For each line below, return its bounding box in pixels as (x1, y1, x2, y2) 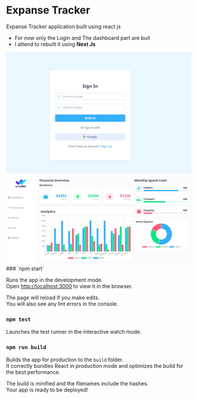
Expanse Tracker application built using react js (6, 23, 121, 30)
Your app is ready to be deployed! (6, 386, 88, 394)
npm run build (6, 344, 46, 351)
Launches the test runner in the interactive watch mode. (6, 328, 142, 336)
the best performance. (6, 368, 61, 376)
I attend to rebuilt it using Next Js (14, 41, 96, 48)
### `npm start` (6, 265, 44, 272)
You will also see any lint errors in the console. (6, 300, 119, 307)
